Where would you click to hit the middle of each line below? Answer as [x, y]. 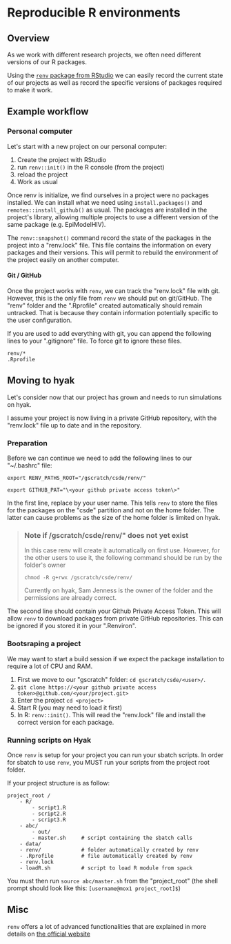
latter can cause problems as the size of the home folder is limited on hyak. [114, 518]
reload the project [42, 174]
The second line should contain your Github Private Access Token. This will [114, 611]
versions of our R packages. [47, 62]
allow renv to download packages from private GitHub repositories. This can [115, 619]
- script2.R [49, 814]
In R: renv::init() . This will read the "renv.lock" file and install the [111, 714]
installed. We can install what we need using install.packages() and [105, 202]
